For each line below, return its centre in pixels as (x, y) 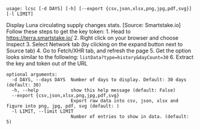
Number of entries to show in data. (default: (130, 117)
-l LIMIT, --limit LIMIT (43, 111)
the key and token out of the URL (47, 63)
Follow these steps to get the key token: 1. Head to (68, 31)
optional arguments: (32, 75)
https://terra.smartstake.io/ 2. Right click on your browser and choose (92, 38)
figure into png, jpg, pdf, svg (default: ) (63, 106)
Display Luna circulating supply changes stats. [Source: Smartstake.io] (94, 25)
